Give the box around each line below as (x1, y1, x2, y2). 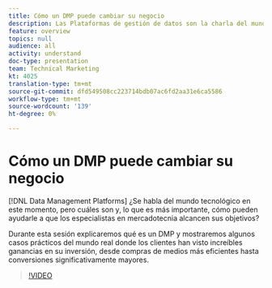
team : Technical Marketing (8, 65, 100, 73)
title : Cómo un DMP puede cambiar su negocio (8, 11, 164, 20)
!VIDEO (28, 270, 53, 280)
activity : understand (8, 49, 82, 58)
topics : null (8, 34, 53, 43)
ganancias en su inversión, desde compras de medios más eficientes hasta (8, 246, 259, 256)
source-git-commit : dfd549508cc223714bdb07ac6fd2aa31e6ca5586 (8, 87, 223, 96)
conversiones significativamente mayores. (8, 255, 150, 264)
